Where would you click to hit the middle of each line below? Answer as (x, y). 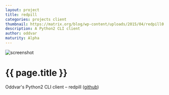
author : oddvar (21, 33)
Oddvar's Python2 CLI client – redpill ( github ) (52, 87)
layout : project (22, 10)
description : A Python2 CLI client (43, 29)
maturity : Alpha (22, 38)
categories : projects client (36, 19)
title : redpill (21, 15)
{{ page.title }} (36, 73)
